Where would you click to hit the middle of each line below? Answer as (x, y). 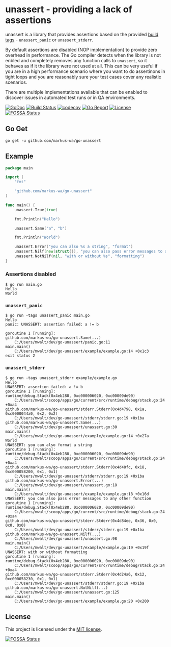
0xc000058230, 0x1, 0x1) (32, 579)
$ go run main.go (24, 285)
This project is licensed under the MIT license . (54, 629)
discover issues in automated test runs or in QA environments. (70, 97)
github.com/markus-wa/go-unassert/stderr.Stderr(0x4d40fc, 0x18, (76, 467)
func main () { (20, 205)
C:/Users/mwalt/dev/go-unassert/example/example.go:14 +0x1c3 (82, 351)
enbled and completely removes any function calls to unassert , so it (76, 60)
